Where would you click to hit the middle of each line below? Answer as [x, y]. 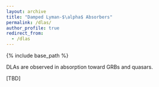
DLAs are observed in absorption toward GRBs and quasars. [79, 67]
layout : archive [26, 11]
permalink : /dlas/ [29, 22]
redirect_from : [25, 34]
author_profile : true [33, 28]
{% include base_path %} [37, 56]
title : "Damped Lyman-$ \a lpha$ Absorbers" [59, 17]
